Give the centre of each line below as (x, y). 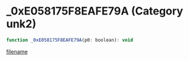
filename (17, 51)
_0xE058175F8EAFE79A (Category (95, 11)
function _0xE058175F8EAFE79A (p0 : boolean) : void (70, 40)
